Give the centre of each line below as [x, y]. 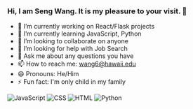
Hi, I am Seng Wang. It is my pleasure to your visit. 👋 [97, 11]
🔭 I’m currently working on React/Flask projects [86, 27]
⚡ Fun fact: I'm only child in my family [72, 82]
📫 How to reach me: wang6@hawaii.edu [77, 64]
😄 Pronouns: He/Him [48, 74]
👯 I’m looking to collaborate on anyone [73, 41]
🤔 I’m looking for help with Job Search [72, 49]
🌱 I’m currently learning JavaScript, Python [79, 34]
